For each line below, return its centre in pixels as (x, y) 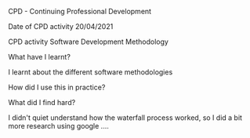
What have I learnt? (39, 57)
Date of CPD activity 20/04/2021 (61, 26)
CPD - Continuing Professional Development (80, 11)
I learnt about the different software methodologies (91, 72)
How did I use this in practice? (57, 87)
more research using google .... (59, 126)
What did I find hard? (42, 102)
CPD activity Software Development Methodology (88, 42)
